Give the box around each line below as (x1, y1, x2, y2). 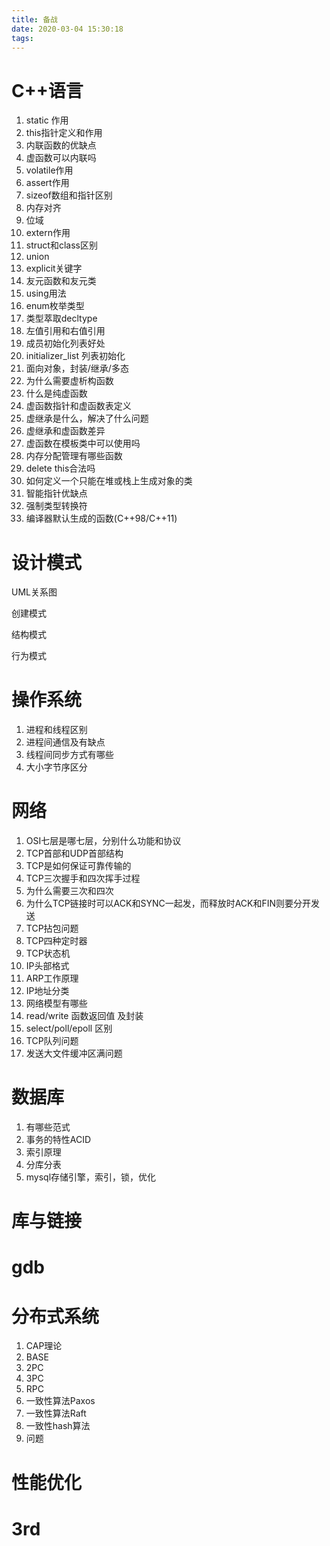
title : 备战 (11, 14, 58, 25)
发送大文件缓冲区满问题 (25, 1047, 123, 1060)
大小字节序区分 (25, 761, 88, 773)
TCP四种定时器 (25, 935, 88, 947)
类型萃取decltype (25, 312, 98, 325)
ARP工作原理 (25, 972, 79, 985)
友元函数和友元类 (25, 275, 97, 287)
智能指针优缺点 (25, 487, 88, 500)
